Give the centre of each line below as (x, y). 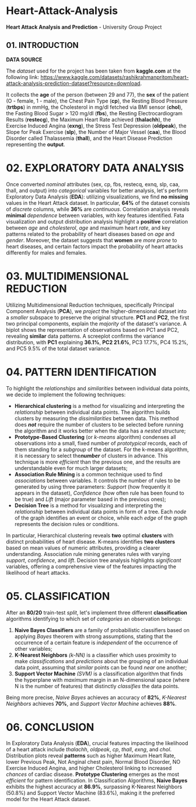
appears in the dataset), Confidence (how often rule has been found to (99, 493)
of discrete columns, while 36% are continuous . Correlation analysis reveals (98, 209)
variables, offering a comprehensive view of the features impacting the (91, 566)
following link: (23, 77)
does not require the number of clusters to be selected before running (99, 424)
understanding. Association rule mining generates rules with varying (88, 554)
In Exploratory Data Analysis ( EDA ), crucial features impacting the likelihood (97, 743)
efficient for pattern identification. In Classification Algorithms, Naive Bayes (97, 781)
